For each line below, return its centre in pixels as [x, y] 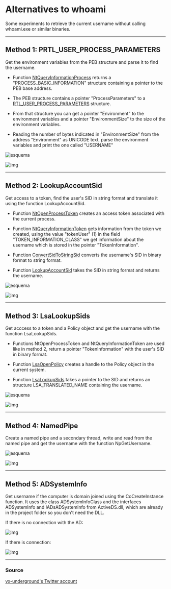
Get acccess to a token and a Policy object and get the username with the [83, 328]
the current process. [34, 218]
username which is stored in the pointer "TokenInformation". [76, 245]
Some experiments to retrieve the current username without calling [76, 23]
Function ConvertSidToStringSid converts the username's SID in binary [87, 255]
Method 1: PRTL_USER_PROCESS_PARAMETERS [83, 50]
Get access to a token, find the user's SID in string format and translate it [82, 198]
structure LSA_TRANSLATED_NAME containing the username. [77, 385]
